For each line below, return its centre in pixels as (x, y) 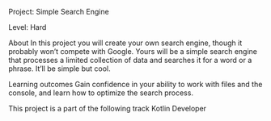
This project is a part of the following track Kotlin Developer (108, 108)
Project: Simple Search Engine (59, 12)
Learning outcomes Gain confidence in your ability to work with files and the (135, 84)
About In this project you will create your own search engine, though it (125, 43)
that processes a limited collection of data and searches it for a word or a (130, 60)
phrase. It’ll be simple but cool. (59, 69)
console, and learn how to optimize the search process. (101, 93)
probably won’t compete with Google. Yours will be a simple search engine (133, 51)
